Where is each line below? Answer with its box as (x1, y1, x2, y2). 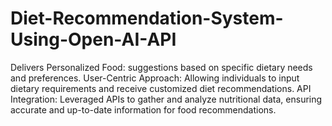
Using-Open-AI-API (10, 28, 177, 51)
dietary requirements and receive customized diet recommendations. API (10, 82, 312, 94)
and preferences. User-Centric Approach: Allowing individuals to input (10, 72, 300, 84)
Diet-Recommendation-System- (10, 7, 284, 30)
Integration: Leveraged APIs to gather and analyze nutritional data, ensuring (10, 93, 323, 105)
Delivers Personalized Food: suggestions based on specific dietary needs (10, 61, 313, 73)
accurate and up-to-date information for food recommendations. (10, 103, 277, 116)
